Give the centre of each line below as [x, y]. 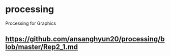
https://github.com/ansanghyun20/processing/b [85, 39]
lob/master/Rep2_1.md [41, 47]
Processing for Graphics [31, 23]
